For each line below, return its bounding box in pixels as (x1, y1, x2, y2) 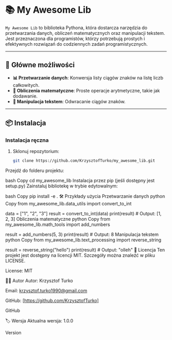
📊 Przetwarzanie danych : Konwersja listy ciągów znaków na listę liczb (12, 74, 164, 81)
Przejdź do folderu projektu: (5, 167, 64, 174)
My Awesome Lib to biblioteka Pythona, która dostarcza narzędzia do (5, 24, 147, 31)
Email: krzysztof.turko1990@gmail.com (5, 288, 88, 294)
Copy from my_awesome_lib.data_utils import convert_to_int (5, 201, 132, 207)
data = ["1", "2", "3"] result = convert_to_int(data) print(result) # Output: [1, (5, 211, 162, 217)
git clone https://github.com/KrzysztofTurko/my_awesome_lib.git (12, 158, 155, 163)
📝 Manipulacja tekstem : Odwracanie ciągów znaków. (12, 98, 126, 104)
